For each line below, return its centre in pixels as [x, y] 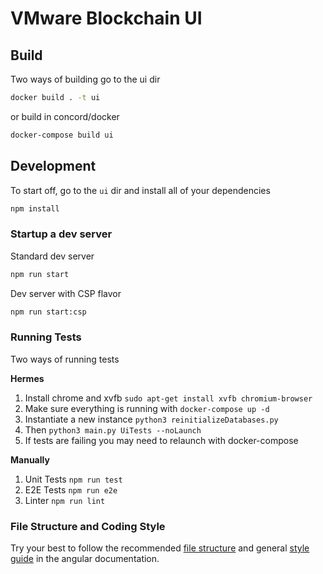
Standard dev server [52, 256]
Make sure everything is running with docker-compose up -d [147, 408]
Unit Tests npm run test [73, 479]
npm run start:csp [48, 312]
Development [53, 166]
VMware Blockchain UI [106, 18]
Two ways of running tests [65, 359]
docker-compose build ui [62, 135]
